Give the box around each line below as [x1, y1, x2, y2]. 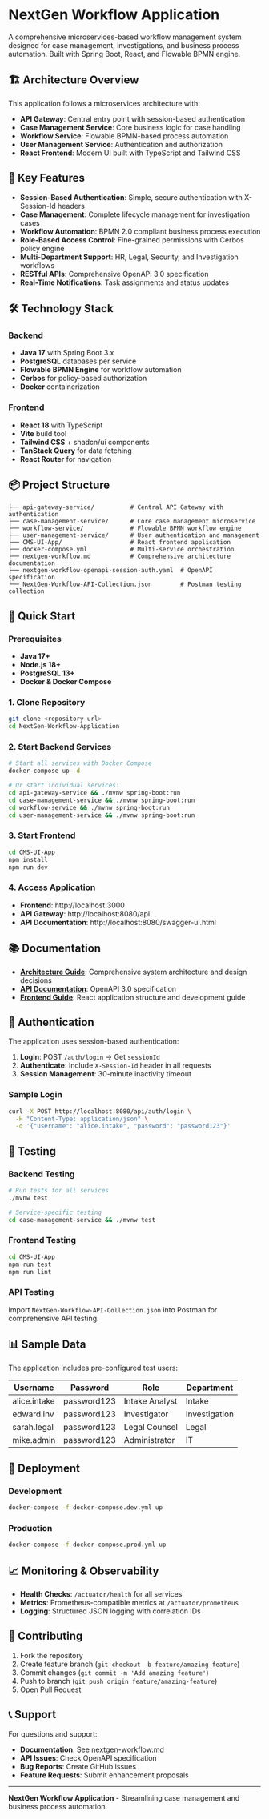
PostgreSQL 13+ [19, 668, 75, 678]
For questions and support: [8, 1729, 98, 1738]
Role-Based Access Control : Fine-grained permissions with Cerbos [19, 234, 244, 245]
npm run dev [8, 863, 48, 871]
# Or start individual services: [8, 782, 120, 790]
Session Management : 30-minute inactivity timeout [19, 1069, 192, 1079]
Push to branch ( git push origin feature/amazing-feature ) [19, 1676, 218, 1685]
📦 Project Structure [8, 478, 110, 491]
